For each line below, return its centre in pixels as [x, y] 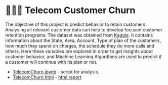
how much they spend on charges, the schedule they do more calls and [80, 46]
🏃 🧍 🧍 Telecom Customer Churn [70, 10]
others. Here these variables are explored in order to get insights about [79, 51]
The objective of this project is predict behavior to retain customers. [76, 24]
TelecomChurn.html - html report [47, 77]
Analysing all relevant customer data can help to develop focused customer [84, 29]
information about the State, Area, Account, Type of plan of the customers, [83, 40]
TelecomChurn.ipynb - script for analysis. [56, 72]
